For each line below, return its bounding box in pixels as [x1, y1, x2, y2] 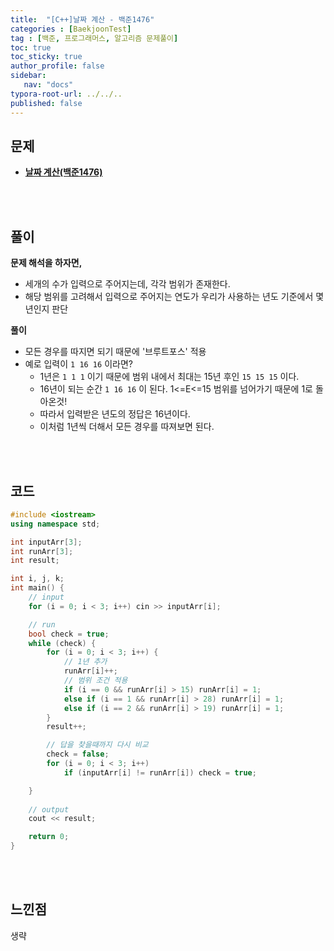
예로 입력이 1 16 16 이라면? [24, 358, 133, 370]
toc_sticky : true [10, 52, 83, 62]
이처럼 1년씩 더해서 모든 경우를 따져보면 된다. [39, 421, 215, 433]
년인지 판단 [24, 303, 69, 315]
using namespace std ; [10, 519, 101, 529]
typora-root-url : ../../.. [10, 89, 123, 99]
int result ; [10, 556, 60, 566]
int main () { [10, 583, 65, 593]
